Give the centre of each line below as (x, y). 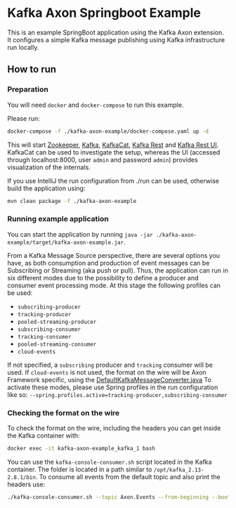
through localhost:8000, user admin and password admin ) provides (103, 159)
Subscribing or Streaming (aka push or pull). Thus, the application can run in (118, 270)
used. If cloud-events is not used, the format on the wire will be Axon (107, 372)
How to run (32, 69)
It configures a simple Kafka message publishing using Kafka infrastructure (116, 39)
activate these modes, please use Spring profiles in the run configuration (113, 387)
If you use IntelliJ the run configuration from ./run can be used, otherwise (113, 181)
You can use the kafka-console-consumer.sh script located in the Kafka (110, 462)
